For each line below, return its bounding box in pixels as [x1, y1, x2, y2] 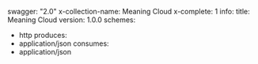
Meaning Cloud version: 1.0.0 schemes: [7, 15, 136, 24]
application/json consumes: [18, 39, 109, 48]
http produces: [18, 31, 68, 40]
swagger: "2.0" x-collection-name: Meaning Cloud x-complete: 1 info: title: [7, 7, 250, 16]
